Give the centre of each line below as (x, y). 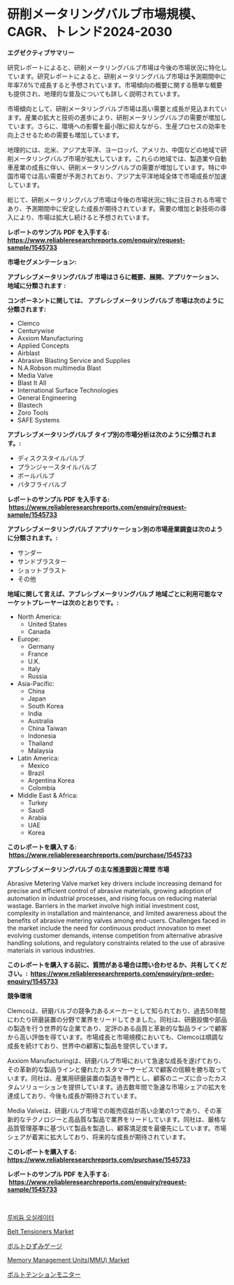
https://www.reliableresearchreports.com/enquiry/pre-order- (122, 973)
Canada (39, 631)
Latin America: (38, 758)
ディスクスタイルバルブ (51, 458)
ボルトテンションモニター (44, 1274)
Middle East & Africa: (47, 795)
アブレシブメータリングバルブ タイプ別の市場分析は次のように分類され (109, 434)
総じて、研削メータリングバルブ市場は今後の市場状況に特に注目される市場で (117, 200)
